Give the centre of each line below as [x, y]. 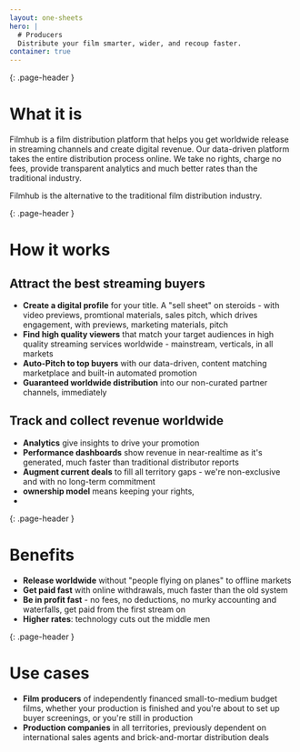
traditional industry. [45, 178]
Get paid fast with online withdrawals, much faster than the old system [155, 590]
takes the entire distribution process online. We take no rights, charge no [145, 159]
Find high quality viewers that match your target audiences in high [148, 335]
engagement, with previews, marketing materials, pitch [125, 325]
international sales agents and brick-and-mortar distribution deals [146, 737]
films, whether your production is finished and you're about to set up [151, 708]
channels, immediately [65, 393]
